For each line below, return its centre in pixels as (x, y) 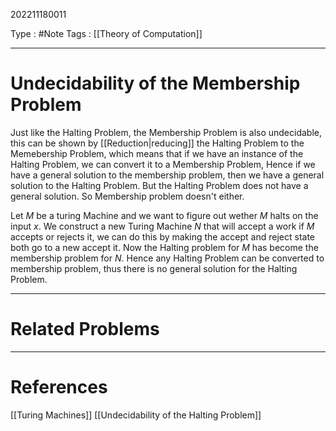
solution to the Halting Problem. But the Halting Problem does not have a (159, 185)
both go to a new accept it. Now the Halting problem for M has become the (164, 247)
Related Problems (85, 329)
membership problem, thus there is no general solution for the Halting (154, 268)
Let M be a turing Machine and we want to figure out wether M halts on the (164, 215)
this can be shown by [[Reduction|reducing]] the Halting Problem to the (157, 143)
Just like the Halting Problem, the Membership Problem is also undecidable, (166, 132)
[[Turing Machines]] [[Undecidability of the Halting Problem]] (136, 415)
